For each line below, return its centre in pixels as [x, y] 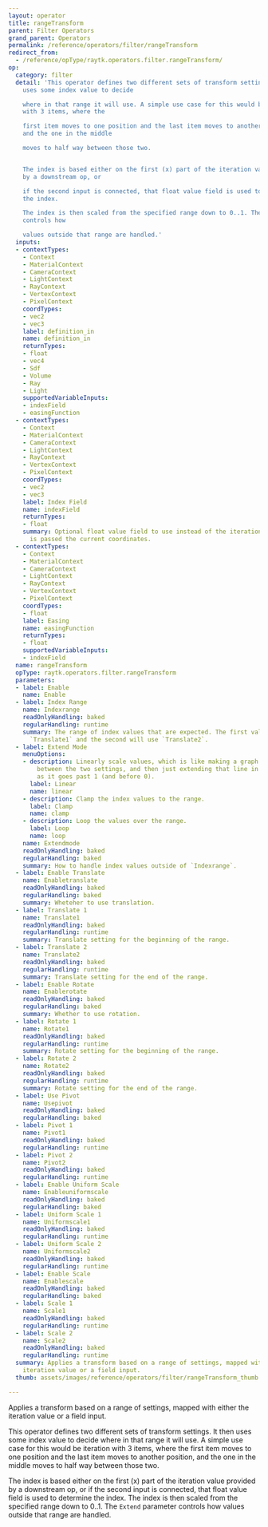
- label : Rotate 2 [46, 1058]
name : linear [51, 791]
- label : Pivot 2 [44, 1155]
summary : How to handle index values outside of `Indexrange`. [130, 866]
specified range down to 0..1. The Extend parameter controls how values [126, 1506]
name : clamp [49, 814]
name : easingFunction [58, 628]
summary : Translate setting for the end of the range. [116, 977]
